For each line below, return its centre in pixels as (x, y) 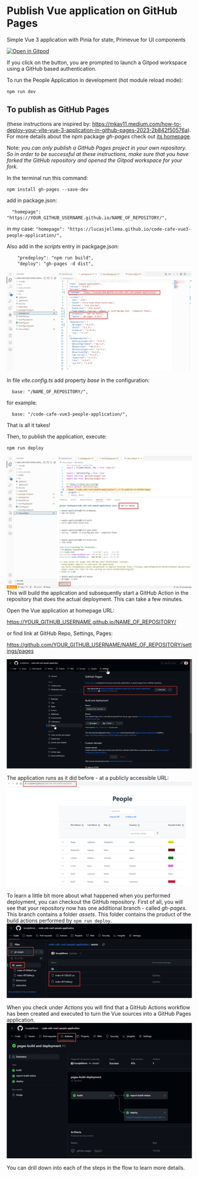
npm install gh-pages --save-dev (48, 189)
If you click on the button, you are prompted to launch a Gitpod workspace (97, 62)
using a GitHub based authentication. (51, 68)
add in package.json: (32, 200)
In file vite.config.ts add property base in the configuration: (78, 380)
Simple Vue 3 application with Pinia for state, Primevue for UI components (96, 39)
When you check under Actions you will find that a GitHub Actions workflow (98, 1007)
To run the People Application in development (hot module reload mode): (95, 80)
